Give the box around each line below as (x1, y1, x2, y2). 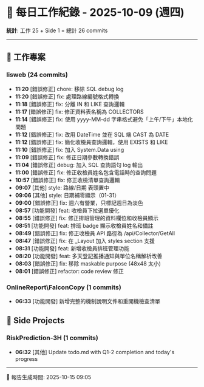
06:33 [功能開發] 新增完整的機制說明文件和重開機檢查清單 (15, 297, 161, 304)
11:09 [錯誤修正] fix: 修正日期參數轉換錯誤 (15, 153, 120, 161)
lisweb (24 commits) (6, 70, 68, 79)
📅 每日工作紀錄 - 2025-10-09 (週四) (6, 5, 185, 19)
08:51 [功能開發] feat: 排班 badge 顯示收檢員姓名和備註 (15, 222, 154, 229)
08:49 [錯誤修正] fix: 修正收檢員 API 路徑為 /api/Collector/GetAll (15, 229, 175, 237)
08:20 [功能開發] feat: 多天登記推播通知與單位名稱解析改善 (15, 252, 163, 259)
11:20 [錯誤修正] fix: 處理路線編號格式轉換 (15, 92, 120, 100)
